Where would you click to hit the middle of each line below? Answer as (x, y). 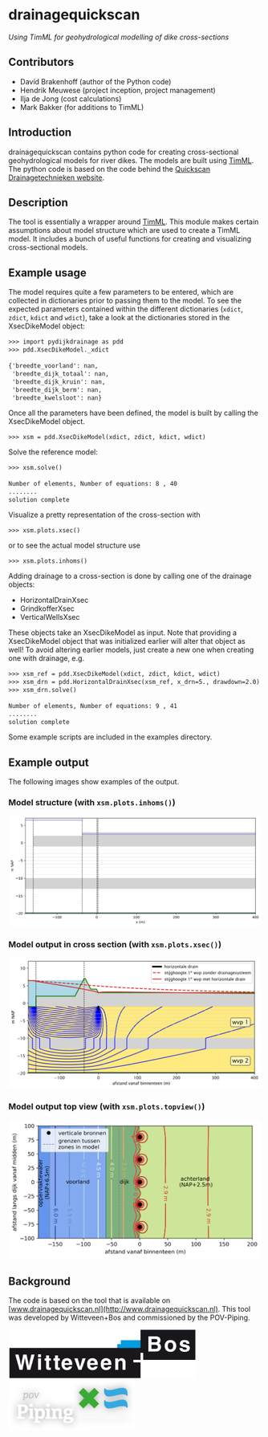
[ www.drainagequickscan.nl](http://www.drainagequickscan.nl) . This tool (130, 1309)
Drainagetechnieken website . (57, 177)
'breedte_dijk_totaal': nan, (61, 374)
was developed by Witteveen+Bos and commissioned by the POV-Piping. (129, 1317)
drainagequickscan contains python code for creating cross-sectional (124, 152)
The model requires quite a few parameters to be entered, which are (121, 292)
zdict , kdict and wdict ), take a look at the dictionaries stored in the (119, 318)
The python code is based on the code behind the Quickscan (110, 169)
